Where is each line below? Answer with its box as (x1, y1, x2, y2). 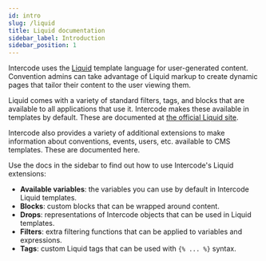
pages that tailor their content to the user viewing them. (8, 81, 192, 90)
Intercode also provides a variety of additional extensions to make (8, 129, 225, 138)
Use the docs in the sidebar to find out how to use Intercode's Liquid (8, 160, 234, 170)
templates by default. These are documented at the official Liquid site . (8, 113, 239, 122)
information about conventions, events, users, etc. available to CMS (8, 136, 231, 146)
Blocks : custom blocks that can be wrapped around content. (19, 201, 220, 212)
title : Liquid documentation (8, 26, 105, 34)
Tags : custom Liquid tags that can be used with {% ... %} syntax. (19, 244, 237, 254)
